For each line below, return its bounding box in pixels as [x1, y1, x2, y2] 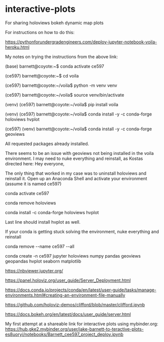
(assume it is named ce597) [5, 181, 62, 187]
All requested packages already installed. [5, 141, 89, 147]
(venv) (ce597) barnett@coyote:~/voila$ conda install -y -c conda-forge [5, 111, 152, 117]
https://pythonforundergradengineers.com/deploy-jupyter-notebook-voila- [5, 38, 157, 45]
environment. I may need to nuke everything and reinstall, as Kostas [5, 155, 143, 161]
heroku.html [5, 44, 30, 50]
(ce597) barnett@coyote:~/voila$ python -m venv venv [5, 82, 118, 88]
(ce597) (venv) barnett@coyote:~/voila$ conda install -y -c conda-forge [5, 126, 152, 132]
